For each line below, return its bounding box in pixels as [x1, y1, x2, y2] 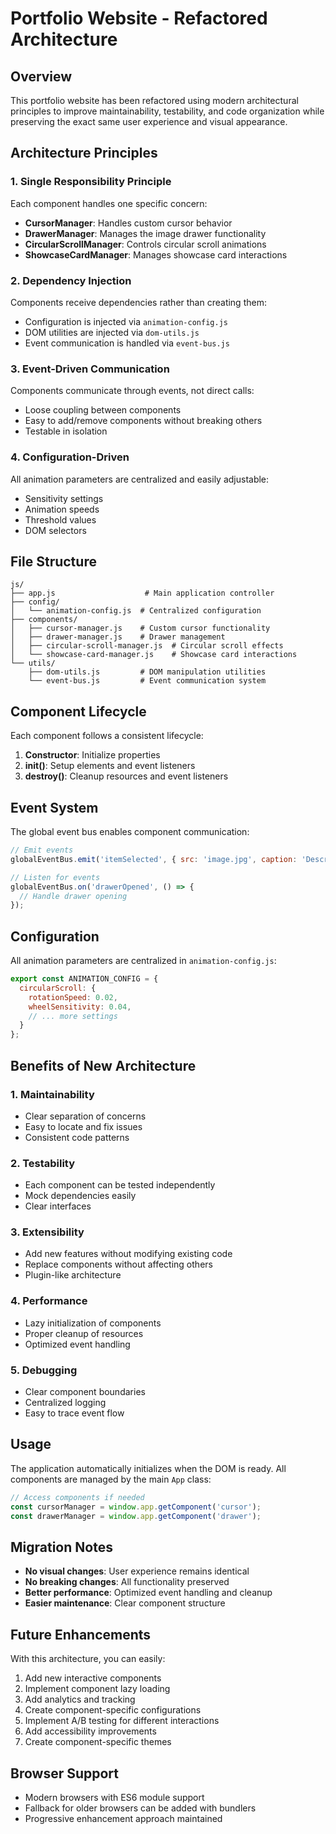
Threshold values [24, 513, 97, 526]
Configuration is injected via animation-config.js [24, 315, 228, 327]
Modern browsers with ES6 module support [24, 1791, 205, 1803]
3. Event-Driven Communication [10, 362, 170, 376]
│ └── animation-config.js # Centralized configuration [10, 606, 262, 616]
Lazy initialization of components [24, 1317, 162, 1329]
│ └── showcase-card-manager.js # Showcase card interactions [10, 650, 298, 660]
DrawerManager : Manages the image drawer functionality [24, 227, 267, 239]
